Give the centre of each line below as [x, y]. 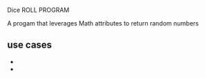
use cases [30, 45]
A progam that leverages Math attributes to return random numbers [103, 23]
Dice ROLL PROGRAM [38, 10]
